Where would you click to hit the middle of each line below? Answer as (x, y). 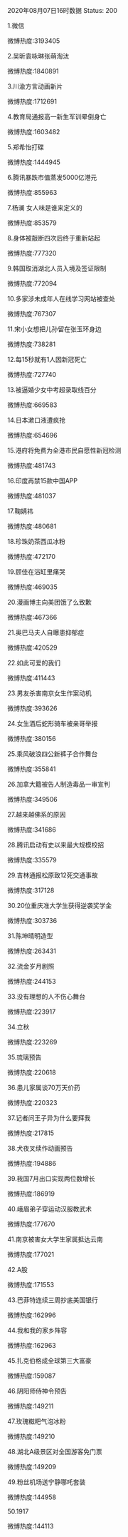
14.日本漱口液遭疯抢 (37, 420)
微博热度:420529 (32, 647)
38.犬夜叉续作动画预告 (40, 1148)
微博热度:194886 (32, 1163)
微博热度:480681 (32, 526)
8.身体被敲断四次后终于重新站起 (54, 238)
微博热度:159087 (32, 1376)
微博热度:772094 (32, 283)
